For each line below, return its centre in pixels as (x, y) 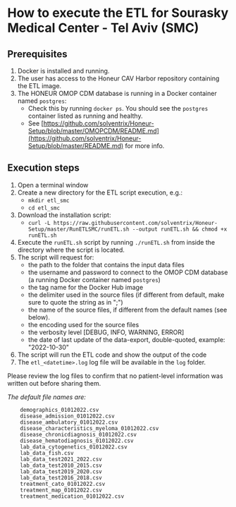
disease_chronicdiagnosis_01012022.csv (79, 434)
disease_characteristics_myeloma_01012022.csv (89, 428)
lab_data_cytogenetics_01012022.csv (74, 447)
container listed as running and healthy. (85, 116)
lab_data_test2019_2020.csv (61, 471)
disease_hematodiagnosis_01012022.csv (77, 441)
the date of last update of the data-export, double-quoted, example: (126, 339)
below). (39, 317)
